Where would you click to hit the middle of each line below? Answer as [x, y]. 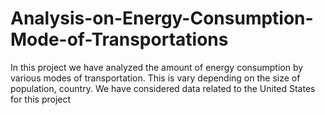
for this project [41, 99]
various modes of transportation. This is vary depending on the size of [155, 78]
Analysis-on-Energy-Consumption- [162, 18]
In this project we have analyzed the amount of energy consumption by [157, 67]
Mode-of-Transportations [119, 39]
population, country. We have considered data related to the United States [163, 88]
